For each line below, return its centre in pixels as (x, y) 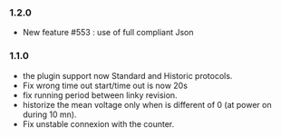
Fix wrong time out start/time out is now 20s (105, 85)
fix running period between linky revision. (100, 95)
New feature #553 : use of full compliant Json (108, 33)
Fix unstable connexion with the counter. (98, 123)
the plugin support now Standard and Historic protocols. (127, 75)
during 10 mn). (49, 114)
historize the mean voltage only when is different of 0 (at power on (147, 104)
